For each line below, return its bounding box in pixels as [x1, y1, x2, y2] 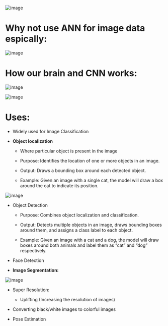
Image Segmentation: [12, 267, 59, 273]
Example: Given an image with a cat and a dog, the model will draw [20, 237, 159, 243]
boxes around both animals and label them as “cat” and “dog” [20, 242, 148, 248]
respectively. [20, 247, 47, 253]
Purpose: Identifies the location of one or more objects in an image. [20, 157, 160, 164]
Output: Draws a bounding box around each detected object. [20, 167, 146, 174]
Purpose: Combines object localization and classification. [20, 212, 139, 218]
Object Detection [12, 202, 48, 208]
